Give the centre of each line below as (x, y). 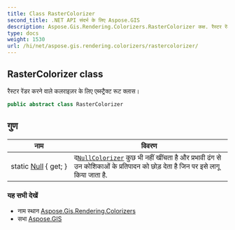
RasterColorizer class (55, 74)
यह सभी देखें (23, 196)
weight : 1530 (26, 40)
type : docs (23, 33)
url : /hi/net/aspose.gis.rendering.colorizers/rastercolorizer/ (103, 46)
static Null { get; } (39, 166)
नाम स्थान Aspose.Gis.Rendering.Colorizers (77, 210)
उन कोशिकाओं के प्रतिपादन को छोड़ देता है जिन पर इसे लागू (147, 166)
